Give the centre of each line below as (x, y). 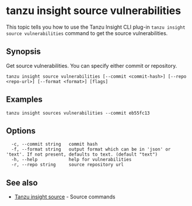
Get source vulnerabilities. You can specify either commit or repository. (92, 66)
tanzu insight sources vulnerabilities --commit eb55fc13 (78, 113)
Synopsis (23, 52)
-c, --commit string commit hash (55, 145)
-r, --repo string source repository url (68, 165)
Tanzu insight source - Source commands (65, 197)
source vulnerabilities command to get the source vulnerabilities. (87, 33)
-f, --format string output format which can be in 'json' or (91, 150)
